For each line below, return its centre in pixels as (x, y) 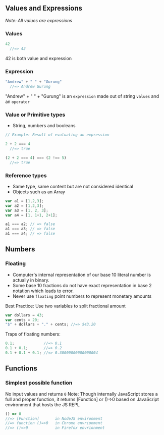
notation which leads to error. (43, 291)
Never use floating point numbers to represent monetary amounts (82, 296)
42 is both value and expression (39, 58)
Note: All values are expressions (39, 20)
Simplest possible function (39, 383)
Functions (21, 369)
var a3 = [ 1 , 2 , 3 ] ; (27, 210)
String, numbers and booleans (44, 126)
